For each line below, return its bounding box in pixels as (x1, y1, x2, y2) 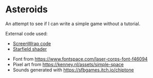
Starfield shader (12, 46, 47, 52)
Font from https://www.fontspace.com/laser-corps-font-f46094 (12, 55, 148, 62)
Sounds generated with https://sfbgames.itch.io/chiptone (12, 67, 135, 73)
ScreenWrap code (12, 40, 51, 47)
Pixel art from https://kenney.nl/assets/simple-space (12, 61, 124, 67)
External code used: (5, 30, 48, 36)
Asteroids (5, 4, 48, 15)
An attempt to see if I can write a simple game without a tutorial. (5, 21, 141, 27)
